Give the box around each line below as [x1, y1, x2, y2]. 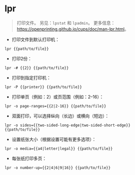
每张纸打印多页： [11, 155, 47, 161]
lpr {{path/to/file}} [4, 46, 49, 51]
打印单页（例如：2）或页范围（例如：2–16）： [11, 94, 104, 100]
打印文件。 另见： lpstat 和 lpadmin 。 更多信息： [16, 20, 115, 26]
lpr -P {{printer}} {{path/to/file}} [4, 84, 82, 89]
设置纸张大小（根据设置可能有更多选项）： [11, 136, 97, 142]
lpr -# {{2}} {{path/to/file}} [4, 65, 69, 70]
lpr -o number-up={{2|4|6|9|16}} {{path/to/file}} [4, 165, 111, 170]
